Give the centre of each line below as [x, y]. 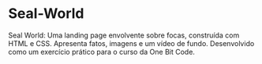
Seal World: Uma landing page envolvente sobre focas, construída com [124, 35]
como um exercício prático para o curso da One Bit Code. [102, 52]
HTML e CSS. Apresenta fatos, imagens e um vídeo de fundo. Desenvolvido [131, 43]
